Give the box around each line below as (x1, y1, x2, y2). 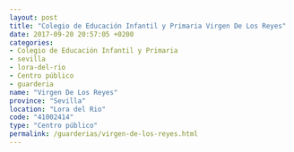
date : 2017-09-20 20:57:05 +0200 (9, 30, 134, 38)
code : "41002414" (9, 113, 74, 122)
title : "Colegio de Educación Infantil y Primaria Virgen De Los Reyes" (9, 21, 287, 30)
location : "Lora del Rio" (9, 105, 106, 114)
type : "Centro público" (9, 122, 99, 131)
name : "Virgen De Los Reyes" (9, 88, 118, 97)
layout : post (9, 13, 58, 22)
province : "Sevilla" (9, 96, 87, 106)
